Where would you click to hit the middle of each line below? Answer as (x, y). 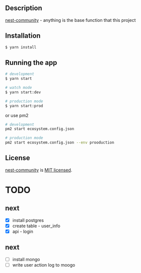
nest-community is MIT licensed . (39, 170)
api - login (23, 231)
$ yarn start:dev (23, 92)
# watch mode (19, 88)
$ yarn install (21, 47)
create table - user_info (36, 226)
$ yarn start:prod (24, 106)
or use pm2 (17, 115)
